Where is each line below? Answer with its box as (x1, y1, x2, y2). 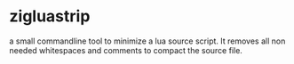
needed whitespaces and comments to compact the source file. (9, 44, 242, 55)
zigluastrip (9, 6, 91, 27)
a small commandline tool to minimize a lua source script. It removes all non (9, 36, 286, 46)
